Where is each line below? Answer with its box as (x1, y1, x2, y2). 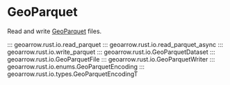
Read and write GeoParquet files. (7, 27, 102, 35)
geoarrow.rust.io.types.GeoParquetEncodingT (7, 70, 138, 78)
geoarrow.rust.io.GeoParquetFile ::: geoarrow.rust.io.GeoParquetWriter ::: (7, 55, 215, 63)
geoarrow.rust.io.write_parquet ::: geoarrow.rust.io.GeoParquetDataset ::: (7, 48, 215, 56)
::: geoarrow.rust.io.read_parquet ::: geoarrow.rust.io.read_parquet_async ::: (7, 40, 224, 48)
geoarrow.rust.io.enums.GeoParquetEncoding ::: (7, 62, 145, 70)
